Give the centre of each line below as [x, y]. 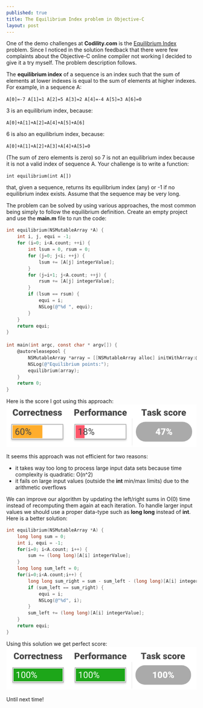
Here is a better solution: [37, 518]
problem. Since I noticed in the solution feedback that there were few [92, 50]
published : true [27, 13]
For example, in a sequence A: [44, 87]
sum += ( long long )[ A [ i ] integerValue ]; [79, 556]
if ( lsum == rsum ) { [54, 294]
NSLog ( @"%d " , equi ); [66, 307]
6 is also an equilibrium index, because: [55, 134]
